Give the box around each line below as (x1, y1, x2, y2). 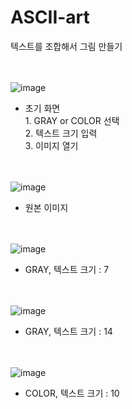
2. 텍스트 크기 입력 (24, 127, 98, 139)
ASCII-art (10, 6, 90, 29)
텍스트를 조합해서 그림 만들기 (10, 40, 123, 52)
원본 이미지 (24, 201, 69, 213)
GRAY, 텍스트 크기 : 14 (24, 325, 113, 337)
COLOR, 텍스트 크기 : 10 (24, 387, 120, 399)
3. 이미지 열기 (24, 139, 79, 151)
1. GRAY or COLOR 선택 (24, 114, 120, 126)
